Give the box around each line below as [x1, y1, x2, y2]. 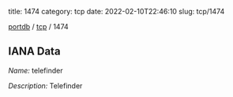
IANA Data [8, 45, 61, 58]
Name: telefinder [8, 65, 63, 75]
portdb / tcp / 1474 [8, 22, 69, 31]
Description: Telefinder [8, 80, 83, 90]
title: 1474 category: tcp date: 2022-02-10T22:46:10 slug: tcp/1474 [8, 7, 225, 16]
